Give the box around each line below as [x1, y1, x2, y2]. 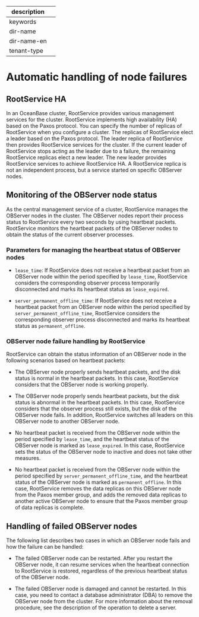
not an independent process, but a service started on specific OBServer [6, 166, 182, 173]
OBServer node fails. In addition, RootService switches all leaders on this [14, 412, 193, 419]
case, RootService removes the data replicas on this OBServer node [14, 485, 181, 492]
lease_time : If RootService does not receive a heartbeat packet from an [14, 267, 190, 274]
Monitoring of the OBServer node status [6, 190, 157, 200]
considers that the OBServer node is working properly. [14, 381, 149, 388]
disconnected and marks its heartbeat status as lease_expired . [14, 286, 169, 293]
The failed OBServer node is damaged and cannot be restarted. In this [14, 585, 187, 593]
